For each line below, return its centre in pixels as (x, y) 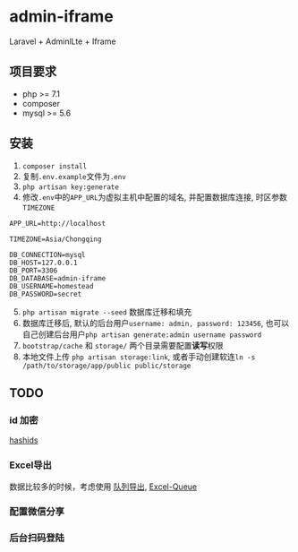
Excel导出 (30, 465)
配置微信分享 (37, 512)
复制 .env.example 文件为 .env (74, 176)
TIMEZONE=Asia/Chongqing (55, 239)
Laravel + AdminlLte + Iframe (63, 41)
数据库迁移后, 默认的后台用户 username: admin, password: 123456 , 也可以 (156, 323)
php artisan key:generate (70, 187)
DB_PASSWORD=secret (46, 294)
